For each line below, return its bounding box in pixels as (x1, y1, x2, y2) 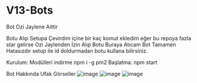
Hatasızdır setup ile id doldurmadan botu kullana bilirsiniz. (6, 47, 148, 54)
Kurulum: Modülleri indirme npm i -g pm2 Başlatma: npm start (6, 59, 158, 66)
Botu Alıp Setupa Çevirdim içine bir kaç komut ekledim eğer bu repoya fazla (6, 34, 192, 41)
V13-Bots (6, 4, 54, 17)
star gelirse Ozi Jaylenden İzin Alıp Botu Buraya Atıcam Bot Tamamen (6, 41, 177, 48)
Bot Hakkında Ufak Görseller (6, 70, 76, 77)
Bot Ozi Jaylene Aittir (6, 23, 58, 30)
